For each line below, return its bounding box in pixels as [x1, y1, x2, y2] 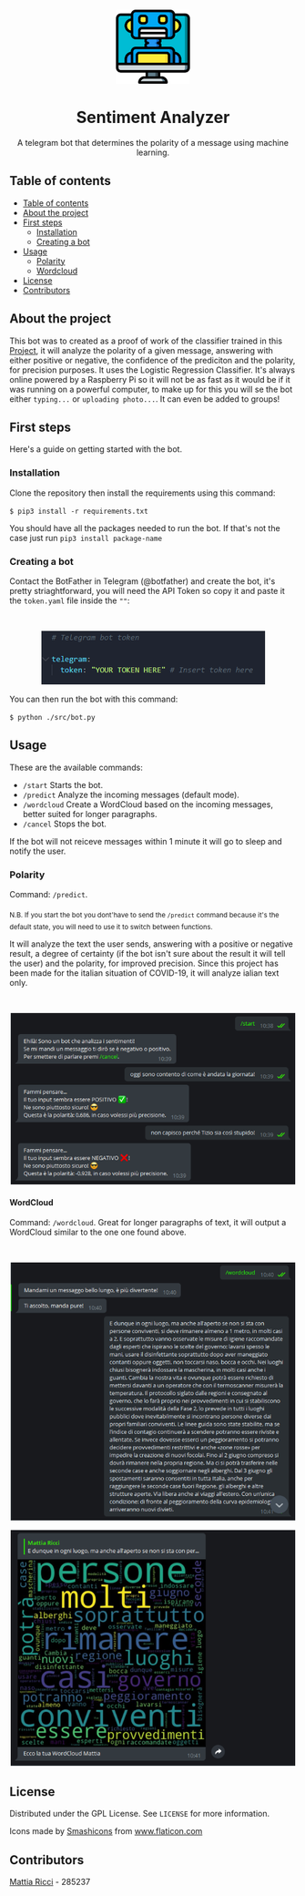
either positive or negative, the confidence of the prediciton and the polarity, [9, 354, 296, 365]
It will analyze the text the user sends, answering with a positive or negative [9, 938, 293, 949]
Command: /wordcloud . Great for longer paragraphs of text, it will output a [9, 1217, 287, 1228]
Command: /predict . [9, 889, 88, 900]
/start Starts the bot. [22, 779, 103, 790]
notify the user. [9, 846, 66, 856]
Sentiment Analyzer [76, 108, 230, 128]
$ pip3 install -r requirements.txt [9, 507, 148, 516]
